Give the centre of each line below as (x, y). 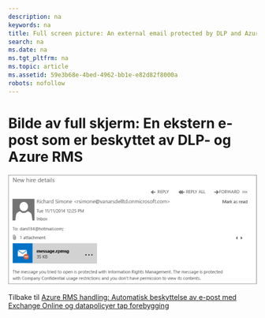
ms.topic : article (38, 67)
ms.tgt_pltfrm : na (38, 58)
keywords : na (30, 25)
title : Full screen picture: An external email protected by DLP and (125, 33)
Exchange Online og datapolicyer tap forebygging (89, 306)
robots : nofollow (37, 83)
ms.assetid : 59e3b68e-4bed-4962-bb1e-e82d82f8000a (93, 75)
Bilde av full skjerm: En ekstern (112, 123)
